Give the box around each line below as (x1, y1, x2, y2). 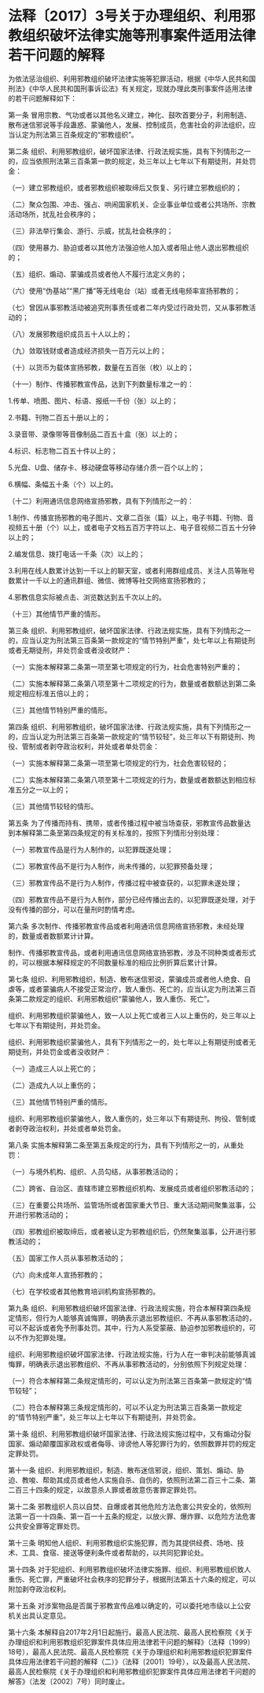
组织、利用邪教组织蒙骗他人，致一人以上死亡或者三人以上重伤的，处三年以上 (8, 1010, 256, 1020)
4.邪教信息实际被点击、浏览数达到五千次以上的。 (8, 592, 167, 602)
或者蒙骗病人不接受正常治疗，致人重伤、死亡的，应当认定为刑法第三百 (28, 984, 256, 994)
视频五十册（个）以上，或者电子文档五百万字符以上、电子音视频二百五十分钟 (8, 522, 256, 532)
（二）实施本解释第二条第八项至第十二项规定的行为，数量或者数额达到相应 (8, 775, 249, 784)
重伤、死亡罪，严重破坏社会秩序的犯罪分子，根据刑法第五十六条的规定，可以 (8, 1574, 256, 1584)
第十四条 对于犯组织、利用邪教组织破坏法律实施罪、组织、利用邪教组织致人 (8, 1564, 251, 1574)
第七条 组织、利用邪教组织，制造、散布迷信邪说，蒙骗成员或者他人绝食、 (8, 974, 244, 984)
